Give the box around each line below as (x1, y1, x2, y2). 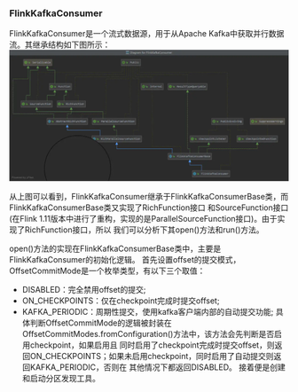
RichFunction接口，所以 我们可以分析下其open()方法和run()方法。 (24, 224, 264, 235)
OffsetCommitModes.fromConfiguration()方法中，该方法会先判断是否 (21, 329, 275, 340)
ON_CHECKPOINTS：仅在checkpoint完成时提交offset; (21, 295, 220, 306)
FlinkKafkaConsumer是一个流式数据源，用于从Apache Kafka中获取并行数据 (9, 28, 285, 39)
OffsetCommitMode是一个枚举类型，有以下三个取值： (9, 265, 206, 277)
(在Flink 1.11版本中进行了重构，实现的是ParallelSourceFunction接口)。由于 (9, 214, 278, 224)
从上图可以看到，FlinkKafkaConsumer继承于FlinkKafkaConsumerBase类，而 (9, 192, 289, 202)
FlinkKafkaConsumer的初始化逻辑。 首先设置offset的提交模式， (9, 255, 241, 265)
